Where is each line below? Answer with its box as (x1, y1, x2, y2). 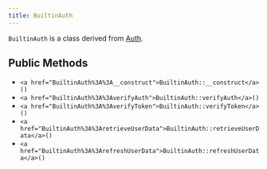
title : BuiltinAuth (8, 11, 73, 20)
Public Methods (8, 56, 88, 70)
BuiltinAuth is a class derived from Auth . (8, 33, 143, 43)
